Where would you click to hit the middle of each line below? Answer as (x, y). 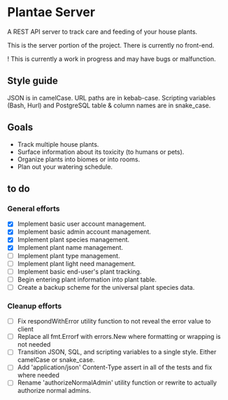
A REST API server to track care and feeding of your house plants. (102, 32)
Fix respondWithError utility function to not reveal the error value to (114, 321)
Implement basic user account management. (82, 224)
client (25, 329)
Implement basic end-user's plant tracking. (79, 272)
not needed (34, 345)
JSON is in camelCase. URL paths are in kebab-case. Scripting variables (112, 98)
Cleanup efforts (35, 306)
